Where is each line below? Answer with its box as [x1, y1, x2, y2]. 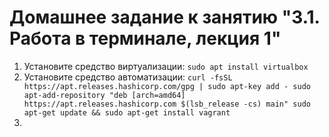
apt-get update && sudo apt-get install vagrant [23, 107, 231, 118]
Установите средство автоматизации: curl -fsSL [23, 71, 233, 83]
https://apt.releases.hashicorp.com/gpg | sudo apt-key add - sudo [23, 81, 311, 91]
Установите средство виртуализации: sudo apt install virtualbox [23, 60, 309, 72]
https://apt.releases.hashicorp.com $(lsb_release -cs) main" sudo [23, 99, 311, 109]
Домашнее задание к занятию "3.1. [9, 6, 321, 29]
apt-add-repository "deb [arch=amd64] [23, 90, 186, 100]
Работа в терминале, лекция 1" [9, 27, 282, 50]
